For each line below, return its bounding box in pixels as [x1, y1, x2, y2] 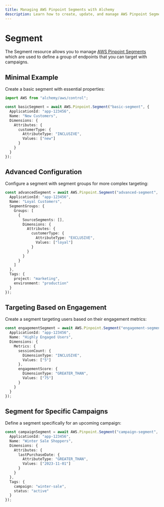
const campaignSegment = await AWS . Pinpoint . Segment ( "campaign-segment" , [5, 429, 159, 434]
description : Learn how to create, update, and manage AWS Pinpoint [5, 12, 147, 17]
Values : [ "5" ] [22, 357, 51, 362]
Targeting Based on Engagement [5, 303, 107, 312]
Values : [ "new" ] [22, 136, 56, 141]
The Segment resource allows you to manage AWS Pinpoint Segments [5, 49, 146, 55]
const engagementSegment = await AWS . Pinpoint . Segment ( [5, 326, 121, 331]
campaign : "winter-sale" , [14, 484, 67, 489]
